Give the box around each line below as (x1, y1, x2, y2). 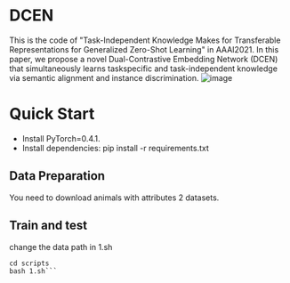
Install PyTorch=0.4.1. (21, 133, 101, 143)
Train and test (9, 218, 87, 233)
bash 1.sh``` (9, 266, 58, 276)
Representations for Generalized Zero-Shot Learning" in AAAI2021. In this (9, 44, 279, 54)
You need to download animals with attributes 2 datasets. (9, 192, 220, 203)
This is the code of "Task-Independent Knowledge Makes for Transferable (9, 35, 281, 45)
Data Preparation (9, 168, 105, 183)
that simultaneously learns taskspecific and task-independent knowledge (9, 63, 278, 74)
